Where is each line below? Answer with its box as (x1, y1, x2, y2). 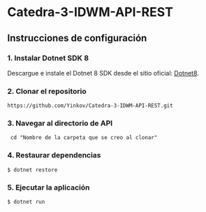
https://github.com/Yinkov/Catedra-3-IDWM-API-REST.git (7, 102, 173, 109)
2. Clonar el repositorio (7, 86, 87, 96)
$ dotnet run (7, 199, 45, 206)
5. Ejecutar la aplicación (7, 183, 90, 192)
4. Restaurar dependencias (7, 150, 101, 160)
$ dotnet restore (7, 166, 58, 174)
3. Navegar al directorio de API (7, 118, 113, 128)
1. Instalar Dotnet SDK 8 (7, 53, 89, 63)
